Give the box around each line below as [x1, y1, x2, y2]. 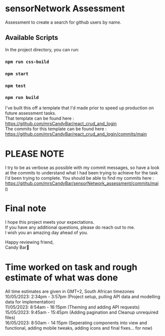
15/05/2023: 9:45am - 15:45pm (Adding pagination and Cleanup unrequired [5, 309, 159, 315]
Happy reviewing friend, [5, 239, 54, 245]
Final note [5, 202, 47, 214]
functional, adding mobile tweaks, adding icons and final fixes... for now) [5, 325, 153, 331]
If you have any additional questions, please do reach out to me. [5, 224, 135, 230]
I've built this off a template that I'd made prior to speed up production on [5, 104, 154, 111]
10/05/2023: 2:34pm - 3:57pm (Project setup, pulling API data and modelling [5, 294, 161, 300]
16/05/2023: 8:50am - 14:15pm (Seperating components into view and [5, 320, 147, 326]
